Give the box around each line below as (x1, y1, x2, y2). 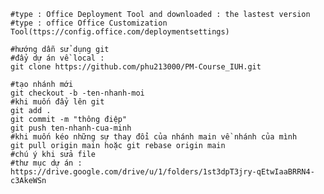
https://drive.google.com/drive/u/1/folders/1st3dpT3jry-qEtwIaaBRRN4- (10, 167, 315, 177)
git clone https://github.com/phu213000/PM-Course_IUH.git (10, 62, 262, 72)
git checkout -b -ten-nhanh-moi (10, 88, 145, 98)
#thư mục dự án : (10, 158, 83, 168)
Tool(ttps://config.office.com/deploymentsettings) (10, 27, 230, 37)
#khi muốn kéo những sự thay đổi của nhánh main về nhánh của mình (10, 132, 298, 142)
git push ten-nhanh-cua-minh (10, 123, 132, 133)
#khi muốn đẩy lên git (10, 97, 105, 107)
